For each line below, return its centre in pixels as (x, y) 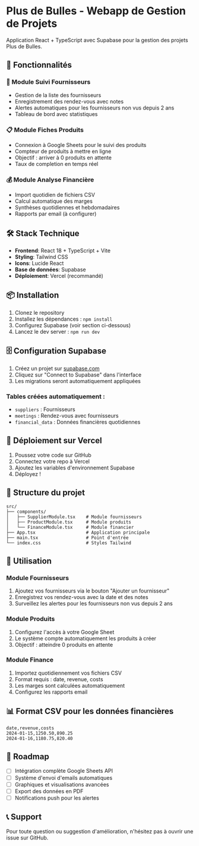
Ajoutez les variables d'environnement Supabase (75, 468)
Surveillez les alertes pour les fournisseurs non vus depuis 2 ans (94, 604)
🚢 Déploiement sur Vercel (54, 441)
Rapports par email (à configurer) (56, 214)
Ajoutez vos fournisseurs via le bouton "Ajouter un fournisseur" (92, 591)
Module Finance (30, 660)
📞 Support (24, 817)
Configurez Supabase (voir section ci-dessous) (73, 325)
